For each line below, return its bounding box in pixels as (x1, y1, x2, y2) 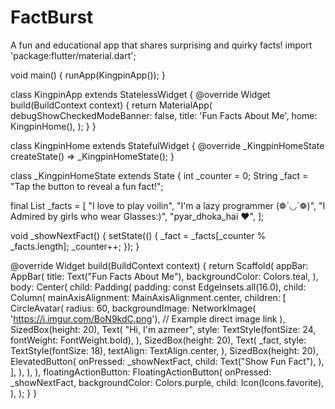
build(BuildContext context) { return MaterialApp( (10, 99, 213, 111)
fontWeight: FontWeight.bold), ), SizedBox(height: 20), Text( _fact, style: (10, 334, 307, 346)
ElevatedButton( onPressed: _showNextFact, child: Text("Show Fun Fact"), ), (10, 355, 325, 367)
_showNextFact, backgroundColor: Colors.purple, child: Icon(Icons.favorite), (10, 376, 325, 388)
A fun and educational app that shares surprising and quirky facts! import (10, 39, 313, 51)
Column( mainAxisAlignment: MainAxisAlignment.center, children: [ (10, 291, 287, 303)
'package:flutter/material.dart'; (10, 49, 137, 61)
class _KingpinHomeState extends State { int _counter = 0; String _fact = (10, 169, 309, 181)
